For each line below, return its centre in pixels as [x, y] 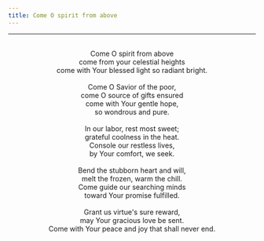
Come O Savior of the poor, [132, 86]
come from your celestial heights [132, 62]
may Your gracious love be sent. [132, 220]
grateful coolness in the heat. [132, 137]
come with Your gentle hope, [132, 104]
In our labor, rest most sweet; [132, 128]
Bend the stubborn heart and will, [132, 170]
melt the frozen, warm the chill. [132, 178]
